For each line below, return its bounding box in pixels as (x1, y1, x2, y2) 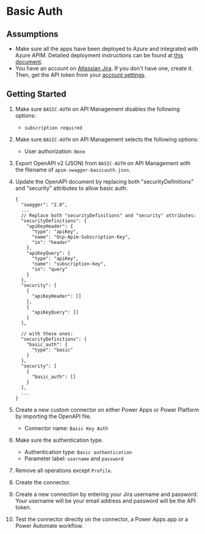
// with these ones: (21, 331, 73, 337)
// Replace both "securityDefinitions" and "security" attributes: (21, 212, 197, 219)
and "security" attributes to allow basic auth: (15, 184, 128, 192)
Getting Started (6, 89, 67, 100)
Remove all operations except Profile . (15, 466, 113, 474)
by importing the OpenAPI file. (15, 412, 92, 420)
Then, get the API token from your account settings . (15, 71, 146, 78)
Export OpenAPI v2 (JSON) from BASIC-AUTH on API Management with (15, 159, 191, 167)
